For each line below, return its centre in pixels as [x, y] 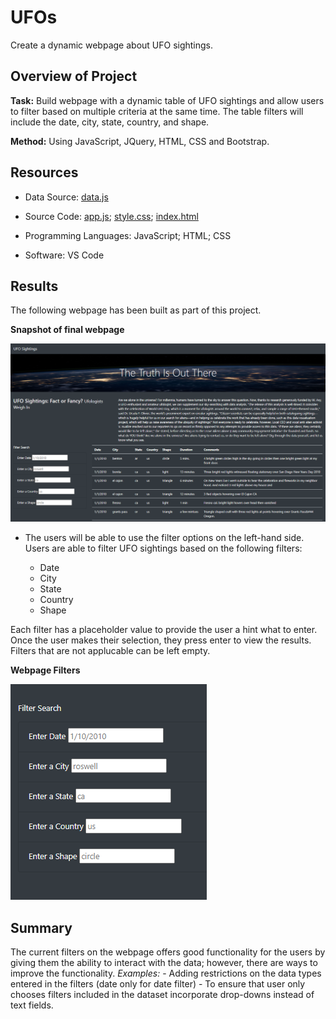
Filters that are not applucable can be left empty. [110, 651]
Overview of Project [74, 76]
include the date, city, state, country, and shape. [110, 122]
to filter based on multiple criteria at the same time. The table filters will [157, 111]
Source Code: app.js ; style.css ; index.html [111, 216]
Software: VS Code [64, 255]
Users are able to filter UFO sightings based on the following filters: [163, 548]
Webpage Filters [45, 670]
